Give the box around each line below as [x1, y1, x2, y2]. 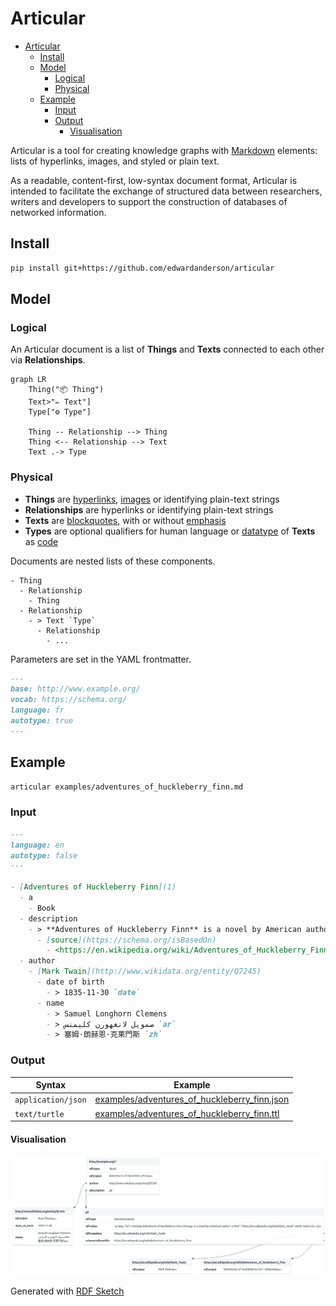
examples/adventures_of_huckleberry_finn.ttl [94, 1107, 280, 1119]
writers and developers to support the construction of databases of [10, 195, 288, 207]
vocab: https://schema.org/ [10, 695, 128, 705]
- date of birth [36, 977, 105, 987]
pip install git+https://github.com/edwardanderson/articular [10, 263, 275, 273]
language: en [10, 840, 65, 850]
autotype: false [10, 850, 78, 861]
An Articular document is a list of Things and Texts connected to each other [10, 343, 325, 356]
